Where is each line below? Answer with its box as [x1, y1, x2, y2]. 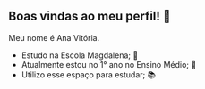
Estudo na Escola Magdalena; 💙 [21, 50, 139, 61]
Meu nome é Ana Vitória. [8, 32, 100, 43]
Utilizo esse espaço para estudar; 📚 [21, 69, 156, 80]
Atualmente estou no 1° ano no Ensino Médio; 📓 [21, 59, 197, 69]
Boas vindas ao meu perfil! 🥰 [8, 9, 171, 24]
